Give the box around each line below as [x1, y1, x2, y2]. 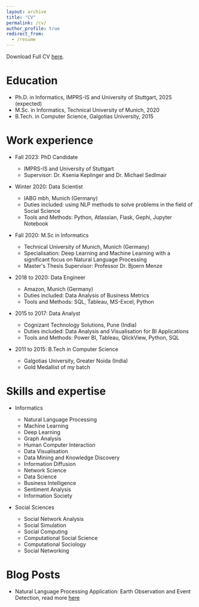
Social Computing [23, 527, 68, 535]
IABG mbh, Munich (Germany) [23, 194, 98, 202]
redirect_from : [6, 31, 44, 37]
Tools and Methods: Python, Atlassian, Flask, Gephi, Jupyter [23, 213, 172, 221]
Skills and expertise [6, 385, 106, 398]
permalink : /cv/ [6, 20, 47, 26]
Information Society [23, 492, 73, 499]
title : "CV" [6, 14, 36, 20]
